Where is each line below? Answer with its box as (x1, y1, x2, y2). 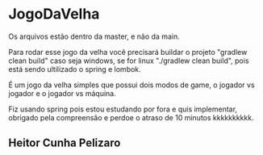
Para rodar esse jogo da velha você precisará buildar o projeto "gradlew (8, 47, 248, 57)
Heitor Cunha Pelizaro (8, 136, 121, 150)
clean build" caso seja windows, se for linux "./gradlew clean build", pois (8, 56, 249, 65)
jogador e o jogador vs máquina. (8, 88, 116, 98)
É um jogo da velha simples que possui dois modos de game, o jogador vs (8, 80, 256, 90)
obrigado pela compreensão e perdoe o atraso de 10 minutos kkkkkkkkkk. (8, 112, 254, 122)
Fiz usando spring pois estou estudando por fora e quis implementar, (8, 104, 238, 114)
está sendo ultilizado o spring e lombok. (8, 64, 141, 73)
